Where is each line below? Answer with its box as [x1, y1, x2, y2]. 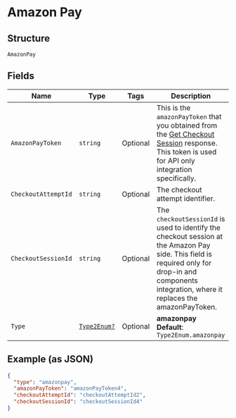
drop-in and [157, 266, 197, 276]
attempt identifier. [157, 193, 216, 203]
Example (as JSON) [7, 353, 93, 365]
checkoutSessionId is [157, 214, 225, 223]
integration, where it [157, 284, 223, 294]
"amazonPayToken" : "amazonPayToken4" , [13, 385, 128, 392]
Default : [157, 322, 184, 332]
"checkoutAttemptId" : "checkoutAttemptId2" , [13, 392, 146, 399]
